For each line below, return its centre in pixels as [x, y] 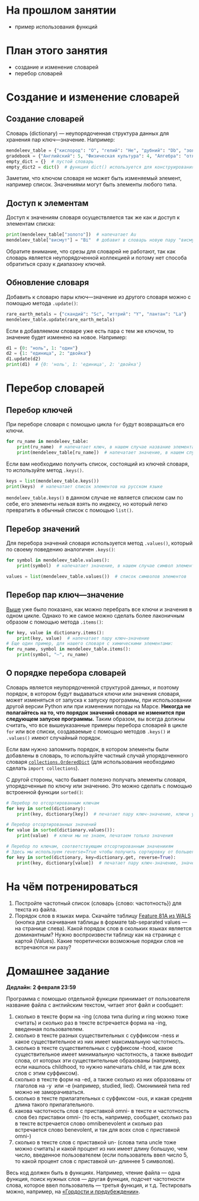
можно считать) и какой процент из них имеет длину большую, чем [101, 1149]
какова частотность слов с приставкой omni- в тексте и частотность [102, 1111]
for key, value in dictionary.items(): [55, 632]
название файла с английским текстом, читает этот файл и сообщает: [95, 1005]
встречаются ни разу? [43, 947]
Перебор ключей [39, 410]
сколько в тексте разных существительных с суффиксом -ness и [97, 1035]
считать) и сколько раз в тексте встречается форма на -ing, [91, 1023]
